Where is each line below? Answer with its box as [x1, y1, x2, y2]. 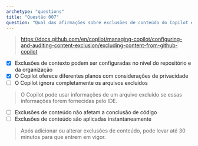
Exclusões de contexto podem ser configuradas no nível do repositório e [14, 59, 192, 67]
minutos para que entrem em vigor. [20, 133, 106, 140]
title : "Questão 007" [6, 14, 60, 20]
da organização [14, 66, 53, 74]
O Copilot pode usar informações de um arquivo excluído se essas [20, 91, 183, 98]
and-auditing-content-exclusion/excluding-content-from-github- [20, 42, 178, 49]
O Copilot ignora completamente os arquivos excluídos [14, 79, 148, 86]
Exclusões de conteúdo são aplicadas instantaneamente [14, 115, 152, 122]
